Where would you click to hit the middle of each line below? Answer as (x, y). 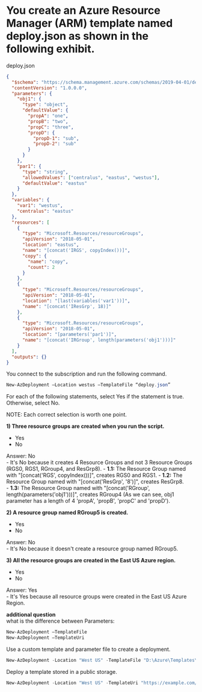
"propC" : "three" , (51, 127)
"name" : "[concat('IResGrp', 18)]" (67, 306)
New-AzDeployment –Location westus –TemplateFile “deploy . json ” (88, 385)
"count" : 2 (41, 267)
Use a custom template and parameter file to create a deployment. (88, 649)
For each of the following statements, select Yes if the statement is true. (95, 397)
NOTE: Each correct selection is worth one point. (67, 415)
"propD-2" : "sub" (55, 144)
